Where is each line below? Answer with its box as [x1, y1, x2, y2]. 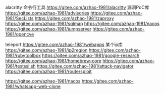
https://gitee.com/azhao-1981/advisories [5, 10, 90, 16]
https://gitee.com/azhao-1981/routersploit [5, 68, 92, 74]
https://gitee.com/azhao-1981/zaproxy [34, 15, 115, 21]
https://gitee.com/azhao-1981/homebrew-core [5, 58, 102, 63]
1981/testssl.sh [5, 63, 36, 69]
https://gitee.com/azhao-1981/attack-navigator [37, 63, 134, 69]
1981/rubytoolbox [5, 52, 41, 58]
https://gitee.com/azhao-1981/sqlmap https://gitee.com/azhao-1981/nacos [5, 20, 160, 26]
